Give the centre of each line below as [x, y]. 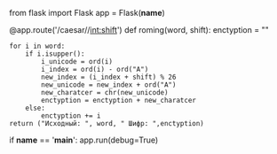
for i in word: [37, 46]
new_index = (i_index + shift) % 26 [109, 77]
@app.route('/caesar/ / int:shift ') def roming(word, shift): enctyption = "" [139, 30]
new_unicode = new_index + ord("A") [109, 85]
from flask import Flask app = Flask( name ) [87, 13]
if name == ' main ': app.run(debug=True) [84, 140]
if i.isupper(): [55, 54]
